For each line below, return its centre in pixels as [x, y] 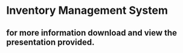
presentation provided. [50, 42]
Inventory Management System [87, 11]
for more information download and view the [91, 33]
